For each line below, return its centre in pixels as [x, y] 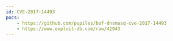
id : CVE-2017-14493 [30, 12]
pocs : [12, 17]
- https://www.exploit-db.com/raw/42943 [69, 29]
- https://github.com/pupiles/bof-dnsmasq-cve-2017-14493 [92, 23]
